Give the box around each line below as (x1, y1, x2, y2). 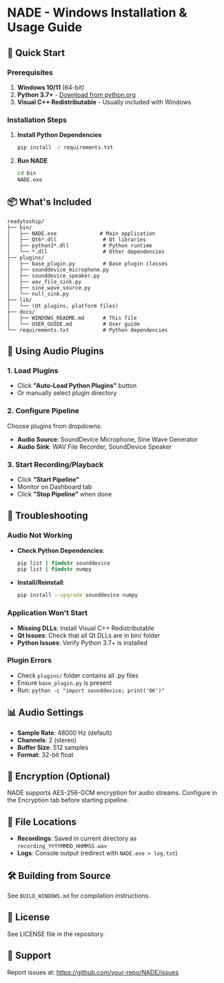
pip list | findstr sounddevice (17, 560, 110, 567)
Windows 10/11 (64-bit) (17, 83, 85, 91)
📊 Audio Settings (7, 707, 84, 718)
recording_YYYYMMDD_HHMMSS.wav (17, 843, 108, 850)
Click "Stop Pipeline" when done (17, 489, 112, 498)
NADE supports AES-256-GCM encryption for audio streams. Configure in (7, 789, 218, 797)
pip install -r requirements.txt (17, 144, 114, 151)
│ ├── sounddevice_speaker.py (7, 272, 100, 279)
